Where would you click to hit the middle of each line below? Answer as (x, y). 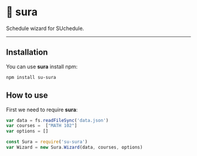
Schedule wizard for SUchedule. (45, 28)
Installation (27, 52)
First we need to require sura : (42, 109)
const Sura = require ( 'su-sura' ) (47, 142)
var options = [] (27, 131)
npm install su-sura (31, 77)
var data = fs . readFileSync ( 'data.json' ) (57, 120)
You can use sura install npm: (42, 67)
